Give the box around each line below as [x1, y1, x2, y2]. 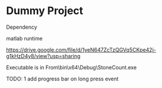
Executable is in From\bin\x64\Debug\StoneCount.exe [6, 63, 137, 71]
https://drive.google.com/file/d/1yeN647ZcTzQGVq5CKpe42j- [6, 46, 156, 53]
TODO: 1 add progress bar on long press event [6, 75, 119, 82]
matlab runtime [6, 35, 43, 42]
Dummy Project [6, 4, 84, 18]
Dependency [6, 23, 37, 31]
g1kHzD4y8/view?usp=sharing [6, 52, 81, 59]
